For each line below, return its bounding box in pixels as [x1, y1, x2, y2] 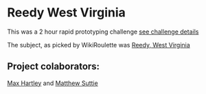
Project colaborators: [7, 60, 100, 73]
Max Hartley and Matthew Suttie [7, 79, 98, 87]
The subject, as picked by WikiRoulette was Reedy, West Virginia [7, 40, 190, 49]
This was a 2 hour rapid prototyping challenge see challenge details [7, 27, 199, 36]
